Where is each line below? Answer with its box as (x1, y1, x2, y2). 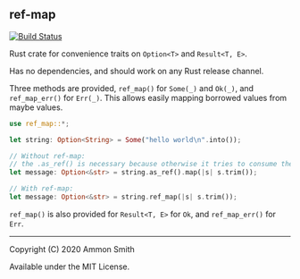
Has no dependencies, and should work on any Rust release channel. (9, 65, 264, 76)
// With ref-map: (9, 184, 74, 193)
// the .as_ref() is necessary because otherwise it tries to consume (9, 160, 278, 169)
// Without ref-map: (9, 151, 87, 160)
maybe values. (9, 102, 63, 113)
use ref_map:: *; (9, 119, 70, 128)
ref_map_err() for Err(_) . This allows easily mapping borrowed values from (9, 92, 287, 103)
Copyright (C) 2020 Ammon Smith (9, 243, 136, 254)
